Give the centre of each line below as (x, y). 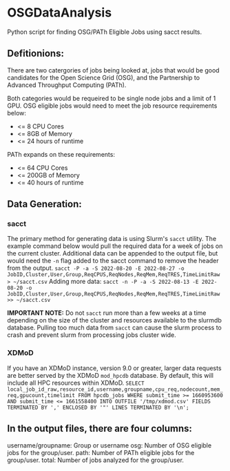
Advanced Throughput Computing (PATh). (67, 85)
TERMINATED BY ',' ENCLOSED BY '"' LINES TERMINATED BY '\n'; (98, 407)
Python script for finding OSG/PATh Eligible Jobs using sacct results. (105, 32)
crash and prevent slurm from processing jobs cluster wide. (92, 335)
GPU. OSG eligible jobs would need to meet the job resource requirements (112, 106)
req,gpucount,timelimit (41, 395)
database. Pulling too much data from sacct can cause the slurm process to (114, 328)
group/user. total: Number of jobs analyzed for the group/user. (96, 460)
